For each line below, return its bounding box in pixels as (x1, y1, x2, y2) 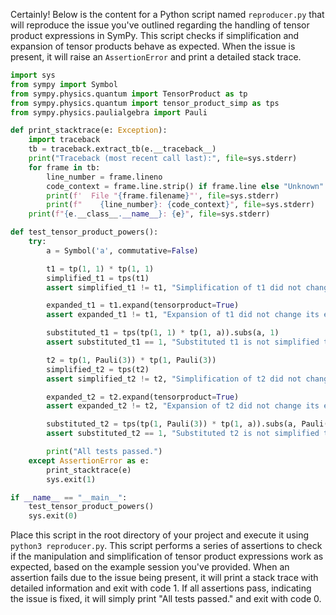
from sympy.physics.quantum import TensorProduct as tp (10, 89, 248, 99)
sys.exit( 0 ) (28, 511, 78, 521)
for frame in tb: (28, 162, 101, 173)
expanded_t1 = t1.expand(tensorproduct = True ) (46, 300, 240, 311)
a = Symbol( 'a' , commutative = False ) (46, 245, 199, 256)
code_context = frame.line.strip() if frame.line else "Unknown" (46, 181, 325, 191)
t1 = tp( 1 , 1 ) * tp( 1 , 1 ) (46, 264, 155, 274)
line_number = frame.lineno (46, 172, 163, 182)
